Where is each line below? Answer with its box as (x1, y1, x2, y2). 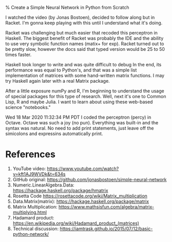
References (5, 148, 55, 160)
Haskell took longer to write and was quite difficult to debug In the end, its (5, 62, 162, 67)
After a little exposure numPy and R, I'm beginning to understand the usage (5, 88, 164, 94)
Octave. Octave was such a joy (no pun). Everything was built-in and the (5, 120, 159, 125)
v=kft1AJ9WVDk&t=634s (12, 171, 66, 177)
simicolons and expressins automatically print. (5, 131, 103, 137)
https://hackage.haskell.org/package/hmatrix (12, 187, 109, 193)
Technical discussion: (12, 226, 59, 232)
